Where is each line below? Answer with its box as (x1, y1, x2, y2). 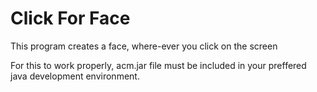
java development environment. (10, 70, 140, 82)
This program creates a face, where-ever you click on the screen (10, 40, 278, 52)
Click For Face (10, 7, 131, 30)
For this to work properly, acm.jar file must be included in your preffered (10, 59, 307, 71)
